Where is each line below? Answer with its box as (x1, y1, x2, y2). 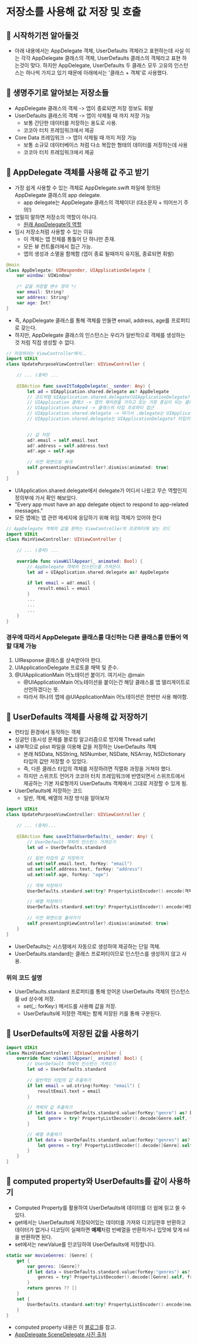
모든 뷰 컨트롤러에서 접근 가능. (23, 243, 93, 250)
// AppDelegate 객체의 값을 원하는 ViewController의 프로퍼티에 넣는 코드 (6, 525, 171, 531)
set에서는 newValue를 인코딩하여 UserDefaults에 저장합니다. (14, 1241, 156, 1248)
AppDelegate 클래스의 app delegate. (14, 191, 101, 198)
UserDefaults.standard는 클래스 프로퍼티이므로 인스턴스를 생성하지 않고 (14, 950, 181, 957)
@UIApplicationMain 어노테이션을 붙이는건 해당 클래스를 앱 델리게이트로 (23, 678, 191, 685)
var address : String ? (16, 294, 69, 300)
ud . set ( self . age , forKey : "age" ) (27, 871, 109, 877)
